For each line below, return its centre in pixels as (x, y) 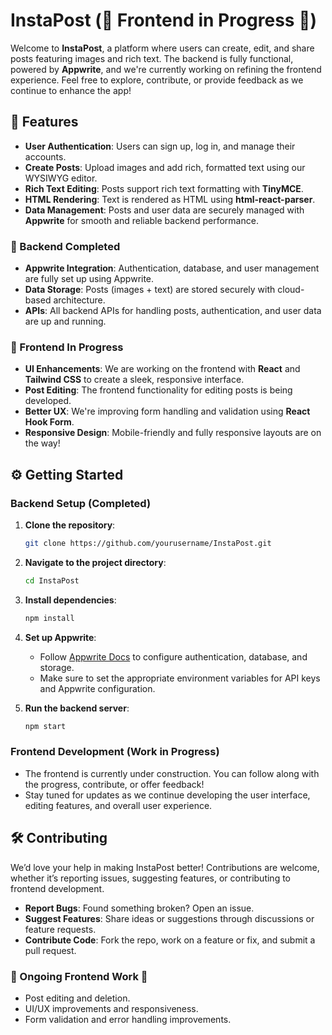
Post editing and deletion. (77, 998)
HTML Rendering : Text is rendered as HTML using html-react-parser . (170, 199)
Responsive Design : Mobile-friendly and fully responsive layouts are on (173, 433)
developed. (48, 401)
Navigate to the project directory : (95, 562)
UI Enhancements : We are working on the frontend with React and (162, 369)
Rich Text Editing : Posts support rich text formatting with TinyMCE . (164, 188)
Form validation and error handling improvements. (128, 1019)
